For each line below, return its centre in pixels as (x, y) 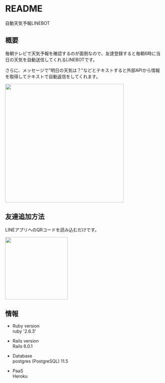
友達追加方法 (25, 217)
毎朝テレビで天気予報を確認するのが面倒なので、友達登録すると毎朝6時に (81, 53)
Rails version (25, 341)
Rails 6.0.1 (22, 346)
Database (22, 356)
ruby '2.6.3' (24, 331)
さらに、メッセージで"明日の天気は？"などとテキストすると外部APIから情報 (83, 70)
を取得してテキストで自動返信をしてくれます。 (53, 76)
